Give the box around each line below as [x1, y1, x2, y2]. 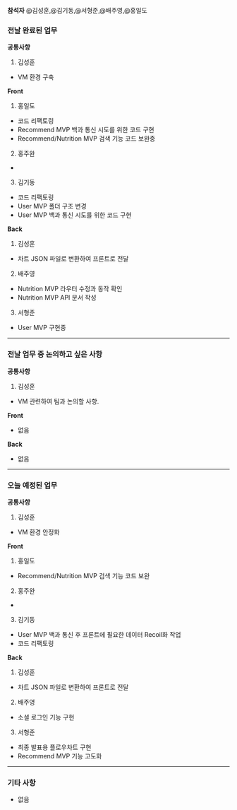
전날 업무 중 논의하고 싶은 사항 [7, 349, 103, 359]
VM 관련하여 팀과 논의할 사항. [17, 397, 99, 405]
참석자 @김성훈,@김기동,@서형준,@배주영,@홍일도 [7, 6, 148, 14]
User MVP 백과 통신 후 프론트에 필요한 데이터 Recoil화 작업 [17, 630, 181, 638]
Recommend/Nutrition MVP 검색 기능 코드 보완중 [17, 134, 156, 143]
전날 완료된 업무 [7, 25, 58, 35]
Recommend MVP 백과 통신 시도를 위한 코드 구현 [17, 126, 154, 134]
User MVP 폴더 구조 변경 [17, 202, 87, 211]
